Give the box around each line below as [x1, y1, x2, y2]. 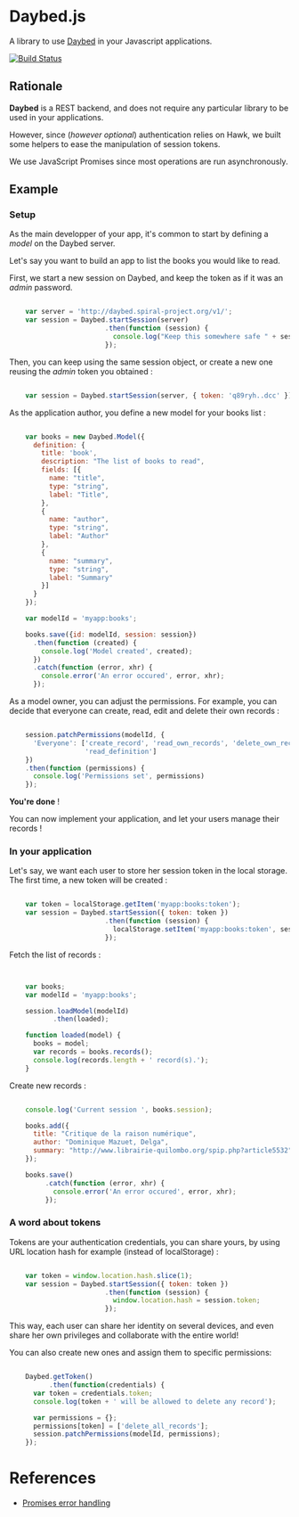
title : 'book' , [41, 448, 98, 458]
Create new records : [9, 1080, 87, 1091]
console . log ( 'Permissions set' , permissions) [32, 772, 205, 781]
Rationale [9, 78, 63, 94]
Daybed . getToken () [25, 1373, 93, 1382]
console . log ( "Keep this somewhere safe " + [112, 332, 277, 341]
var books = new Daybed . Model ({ [25, 432, 145, 441]
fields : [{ [41, 465, 82, 474]
